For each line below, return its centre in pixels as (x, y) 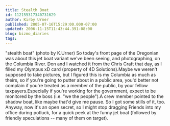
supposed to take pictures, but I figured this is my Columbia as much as (81, 74)
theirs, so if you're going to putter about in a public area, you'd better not (82, 80)
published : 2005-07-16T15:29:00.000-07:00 (51, 24)
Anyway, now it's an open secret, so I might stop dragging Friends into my (83, 107)
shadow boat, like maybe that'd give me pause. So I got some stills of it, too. (85, 102)
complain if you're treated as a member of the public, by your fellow (77, 85)
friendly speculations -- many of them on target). (57, 118)
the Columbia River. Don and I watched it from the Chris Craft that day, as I (84, 64)
